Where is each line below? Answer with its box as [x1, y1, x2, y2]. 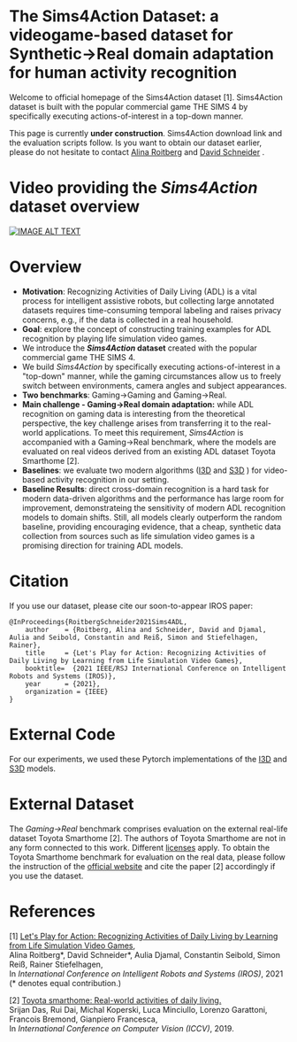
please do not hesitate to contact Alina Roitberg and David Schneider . [9, 146, 265, 157]
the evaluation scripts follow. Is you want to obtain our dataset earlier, [9, 137, 263, 148]
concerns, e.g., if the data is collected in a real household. [21, 314, 234, 325]
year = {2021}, [25, 679, 101, 688]
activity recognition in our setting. [47, 474, 170, 484]
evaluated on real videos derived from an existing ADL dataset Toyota [21, 445, 276, 457]
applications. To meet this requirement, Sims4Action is [44, 427, 244, 437]
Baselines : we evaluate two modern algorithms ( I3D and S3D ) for [21, 465, 263, 475]
